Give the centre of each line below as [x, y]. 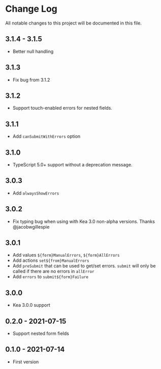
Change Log [31, 9]
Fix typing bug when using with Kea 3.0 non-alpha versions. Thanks [84, 221]
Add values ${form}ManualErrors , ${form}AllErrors [66, 255]
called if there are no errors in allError [54, 272]
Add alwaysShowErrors [36, 193]
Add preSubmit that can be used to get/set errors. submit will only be [84, 266]
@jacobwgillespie [31, 227]
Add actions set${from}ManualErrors [51, 260]
